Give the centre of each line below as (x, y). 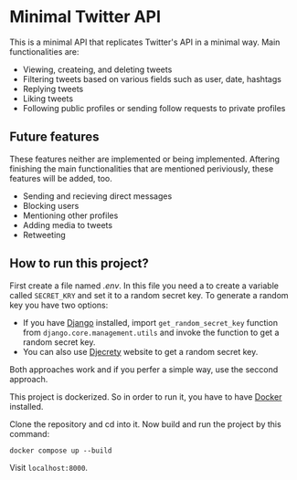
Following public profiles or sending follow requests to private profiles (154, 108)
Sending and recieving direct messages (97, 196)
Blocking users (51, 205)
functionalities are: (44, 51)
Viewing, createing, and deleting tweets (97, 69)
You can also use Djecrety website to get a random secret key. (140, 351)
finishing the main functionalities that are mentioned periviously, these (142, 168)
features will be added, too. (61, 178)
